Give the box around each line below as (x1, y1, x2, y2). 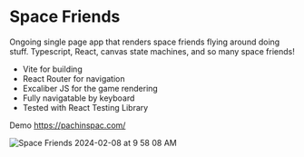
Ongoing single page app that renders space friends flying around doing (9, 36, 280, 47)
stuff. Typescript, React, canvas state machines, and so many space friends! (9, 45, 295, 56)
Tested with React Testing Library (22, 102, 149, 113)
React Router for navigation (22, 73, 125, 83)
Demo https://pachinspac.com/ (9, 120, 126, 131)
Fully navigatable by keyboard (22, 93, 135, 103)
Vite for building (22, 64, 83, 74)
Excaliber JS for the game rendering (22, 83, 159, 93)
